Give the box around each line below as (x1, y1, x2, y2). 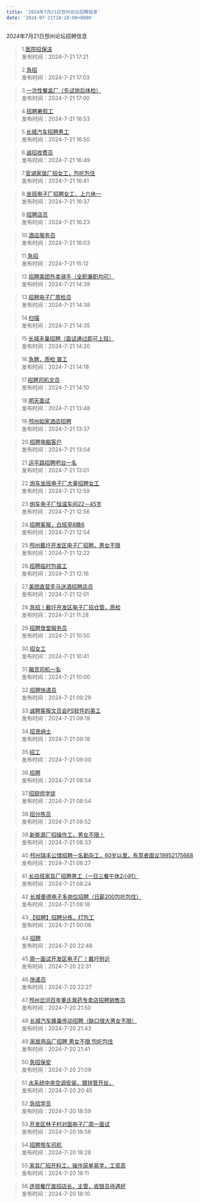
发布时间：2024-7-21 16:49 (21, 156, 91, 164)
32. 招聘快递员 (21, 686, 57, 693)
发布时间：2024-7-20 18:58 (21, 1128, 92, 1135)
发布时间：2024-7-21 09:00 (21, 756, 92, 763)
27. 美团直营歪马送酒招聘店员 (21, 583, 94, 590)
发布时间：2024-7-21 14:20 (21, 342, 91, 350)
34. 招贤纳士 (21, 727, 52, 735)
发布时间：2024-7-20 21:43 (21, 1024, 92, 1032)
